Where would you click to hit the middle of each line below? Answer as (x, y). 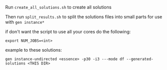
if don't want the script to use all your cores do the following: (68, 32)
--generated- (140, 59)
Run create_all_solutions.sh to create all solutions (58, 7)
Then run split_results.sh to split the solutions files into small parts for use (84, 17)
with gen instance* (25, 22)
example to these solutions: (34, 50)
